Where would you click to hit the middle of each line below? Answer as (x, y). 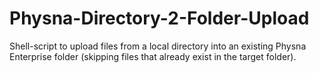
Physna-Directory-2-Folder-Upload (159, 18)
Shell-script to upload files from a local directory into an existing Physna (158, 46)
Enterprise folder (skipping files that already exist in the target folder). (153, 56)
